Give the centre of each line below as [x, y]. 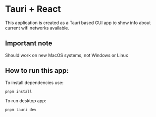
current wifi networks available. [37, 28]
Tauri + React [33, 9]
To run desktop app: [26, 101]
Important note [29, 44]
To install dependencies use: [34, 83]
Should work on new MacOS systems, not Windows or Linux [67, 55]
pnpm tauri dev [21, 110]
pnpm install [19, 91]
